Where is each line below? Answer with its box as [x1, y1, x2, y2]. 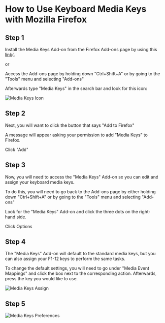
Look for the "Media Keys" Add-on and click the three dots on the [5, 208, 138, 214]
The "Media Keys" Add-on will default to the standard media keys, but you [5, 251, 156, 257]
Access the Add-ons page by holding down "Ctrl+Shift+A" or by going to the [5, 71, 160, 77]
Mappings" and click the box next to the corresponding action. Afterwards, [5, 270, 157, 276]
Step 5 [5, 299, 26, 308]
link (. [5, 52, 15, 58]
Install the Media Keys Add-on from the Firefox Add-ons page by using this [5, 47, 158, 52]
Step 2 [5, 109, 26, 117]
